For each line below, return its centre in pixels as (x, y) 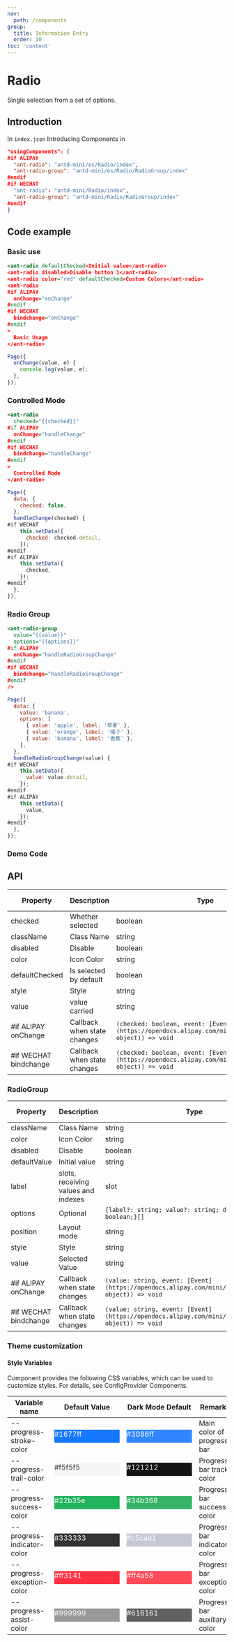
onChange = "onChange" (43, 298)
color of (212, 1432)
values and (77, 1191)
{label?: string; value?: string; (162, 1210)
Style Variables (30, 1363)
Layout (70, 1227)
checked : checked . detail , (63, 538)
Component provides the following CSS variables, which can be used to (110, 1378)
